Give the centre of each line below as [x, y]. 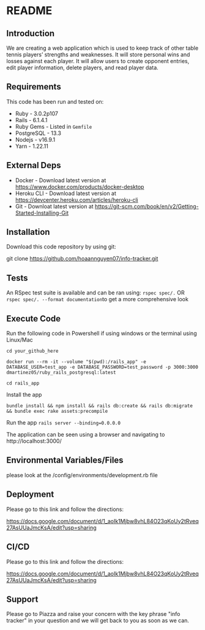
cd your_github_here [33, 351]
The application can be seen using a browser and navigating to [86, 435]
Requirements [34, 87]
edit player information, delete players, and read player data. [83, 67]
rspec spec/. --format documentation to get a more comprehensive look [97, 299]
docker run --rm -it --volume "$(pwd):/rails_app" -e [76, 362]
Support [22, 599]
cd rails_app [23, 383]
